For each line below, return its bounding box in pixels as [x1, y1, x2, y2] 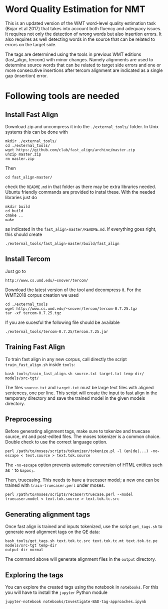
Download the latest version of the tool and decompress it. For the [5, 287, 141, 293]
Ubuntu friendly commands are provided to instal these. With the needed [5, 189, 155, 195]
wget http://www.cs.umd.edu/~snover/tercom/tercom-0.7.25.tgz [5, 306, 137, 311]
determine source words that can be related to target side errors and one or [5, 62, 161, 68]
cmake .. [5, 213, 23, 218]
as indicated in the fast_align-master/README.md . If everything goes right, [5, 226, 156, 232]
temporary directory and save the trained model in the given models [5, 395, 145, 401]
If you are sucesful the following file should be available [5, 319, 120, 325]
